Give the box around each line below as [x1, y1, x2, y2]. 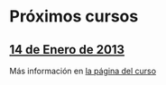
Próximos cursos [9, 6, 139, 27]
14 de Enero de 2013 [9, 42, 124, 57]
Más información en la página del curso [9, 65, 156, 76]
